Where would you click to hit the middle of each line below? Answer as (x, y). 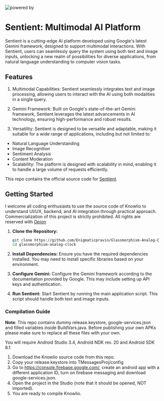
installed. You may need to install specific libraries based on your (78, 259)
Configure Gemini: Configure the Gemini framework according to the (82, 274)
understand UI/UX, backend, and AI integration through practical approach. (81, 211)
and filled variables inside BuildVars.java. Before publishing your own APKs (81, 328)
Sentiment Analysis (32, 154)
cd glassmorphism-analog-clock (44, 245)
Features (19, 77)
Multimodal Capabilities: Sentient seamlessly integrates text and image (83, 89)
